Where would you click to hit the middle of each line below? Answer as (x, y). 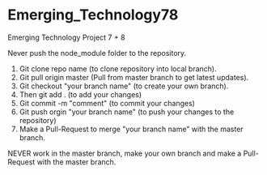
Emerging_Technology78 (93, 15)
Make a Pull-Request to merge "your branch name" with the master (131, 129)
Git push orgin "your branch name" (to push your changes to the (127, 112)
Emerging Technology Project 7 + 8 (67, 37)
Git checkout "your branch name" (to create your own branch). (124, 86)
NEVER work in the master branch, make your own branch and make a (125, 153)
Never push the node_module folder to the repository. (97, 53)
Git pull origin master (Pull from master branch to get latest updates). (134, 77)
